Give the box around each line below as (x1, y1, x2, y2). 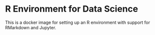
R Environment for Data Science (5, 3, 138, 15)
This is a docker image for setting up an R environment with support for (5, 19, 151, 25)
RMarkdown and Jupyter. (5, 24, 57, 30)
